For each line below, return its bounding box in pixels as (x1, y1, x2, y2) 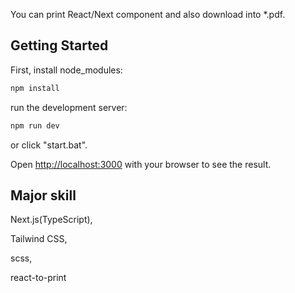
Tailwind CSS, (10, 233, 68, 245)
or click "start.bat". (10, 139, 88, 151)
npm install (10, 83, 60, 93)
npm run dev (10, 120, 60, 131)
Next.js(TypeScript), (10, 214, 93, 226)
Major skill (10, 187, 77, 204)
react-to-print (10, 272, 67, 284)
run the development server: (10, 101, 128, 113)
